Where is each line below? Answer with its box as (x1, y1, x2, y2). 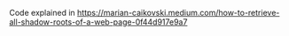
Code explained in (9, 8, 75, 18)
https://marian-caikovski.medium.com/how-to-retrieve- (76, 8, 280, 18)
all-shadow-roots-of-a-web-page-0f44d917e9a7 (9, 17, 188, 27)
